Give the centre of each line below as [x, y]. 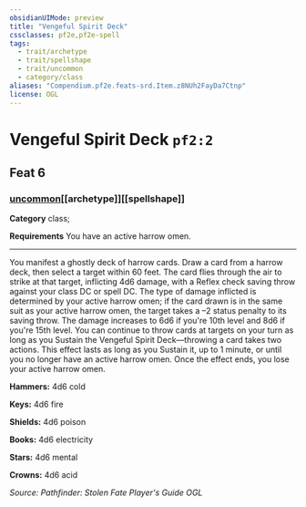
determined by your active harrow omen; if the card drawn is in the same [146, 301]
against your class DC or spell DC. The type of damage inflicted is [133, 292]
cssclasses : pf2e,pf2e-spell [65, 35]
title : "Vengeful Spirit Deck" [69, 26]
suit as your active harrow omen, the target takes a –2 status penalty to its [148, 311]
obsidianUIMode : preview [56, 18]
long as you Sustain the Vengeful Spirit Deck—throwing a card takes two [146, 340]
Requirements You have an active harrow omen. [100, 236]
